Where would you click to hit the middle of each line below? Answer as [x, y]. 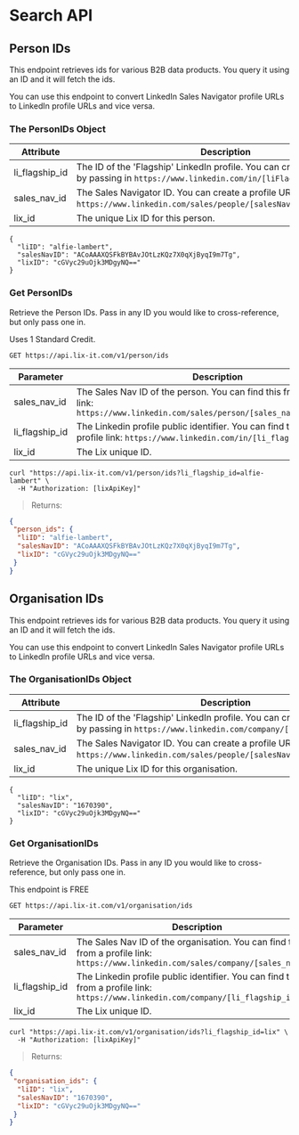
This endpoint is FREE [49, 890]
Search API [51, 16]
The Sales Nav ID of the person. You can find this [179, 391]
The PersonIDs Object [58, 128]
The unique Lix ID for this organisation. [157, 769]
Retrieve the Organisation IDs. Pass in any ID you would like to [123, 863]
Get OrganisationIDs [54, 843]
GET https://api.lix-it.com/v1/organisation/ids [101, 906]
